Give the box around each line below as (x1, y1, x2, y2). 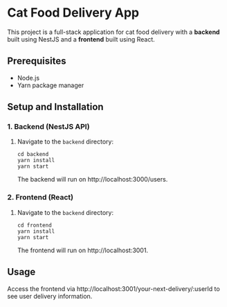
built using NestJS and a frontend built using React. (7, 35, 156, 43)
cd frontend (17, 222, 52, 229)
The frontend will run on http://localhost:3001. (17, 246, 149, 254)
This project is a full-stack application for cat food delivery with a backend (7, 28, 220, 36)
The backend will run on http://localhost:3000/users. (17, 175, 168, 184)
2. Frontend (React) (7, 193, 74, 202)
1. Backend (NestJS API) (7, 122, 90, 132)
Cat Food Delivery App (7, 5, 140, 21)
